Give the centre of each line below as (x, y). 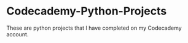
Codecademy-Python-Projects (87, 11)
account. (18, 34)
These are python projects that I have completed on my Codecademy (94, 28)
